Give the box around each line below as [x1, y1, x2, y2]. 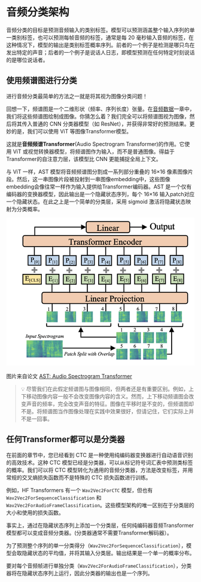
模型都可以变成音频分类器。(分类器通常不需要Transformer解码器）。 [6, 529, 172, 536]
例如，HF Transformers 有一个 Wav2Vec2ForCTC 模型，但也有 [6, 486, 153, 493]
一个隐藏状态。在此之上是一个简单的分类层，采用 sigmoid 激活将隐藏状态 [6, 198, 186, 205]
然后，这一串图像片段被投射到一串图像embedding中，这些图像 [16, 175, 170, 182]
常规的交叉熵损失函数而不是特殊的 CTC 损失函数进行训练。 [6, 474, 151, 481]
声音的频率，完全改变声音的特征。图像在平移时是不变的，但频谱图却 [26, 400, 194, 407]
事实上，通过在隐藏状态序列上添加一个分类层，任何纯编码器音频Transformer [6, 522, 194, 529]
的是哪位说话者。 [6, 56, 48, 63]
